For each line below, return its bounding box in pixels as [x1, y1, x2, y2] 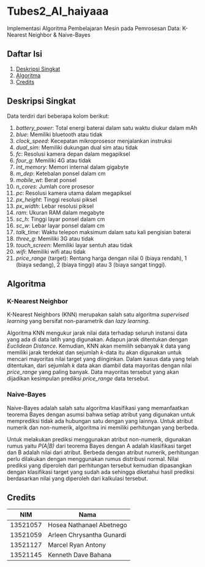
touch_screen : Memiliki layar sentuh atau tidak [15, 241, 133, 249]
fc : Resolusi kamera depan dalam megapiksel [15, 150, 130, 158]
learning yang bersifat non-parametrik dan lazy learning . [7, 318, 151, 325]
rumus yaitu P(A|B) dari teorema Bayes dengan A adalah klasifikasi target [7, 442, 192, 449]
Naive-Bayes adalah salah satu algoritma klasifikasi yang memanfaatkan [7, 404, 189, 411]
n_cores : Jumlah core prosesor [15, 183, 94, 190]
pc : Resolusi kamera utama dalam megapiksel [15, 189, 132, 197]
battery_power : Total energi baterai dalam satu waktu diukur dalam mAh [15, 124, 198, 131]
